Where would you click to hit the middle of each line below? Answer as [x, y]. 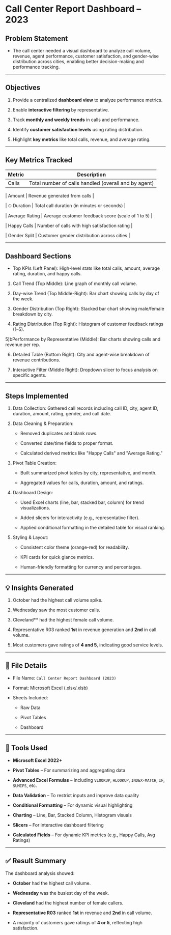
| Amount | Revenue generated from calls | [50, 195]
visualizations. [35, 508]
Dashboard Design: [33, 493]
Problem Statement [37, 38]
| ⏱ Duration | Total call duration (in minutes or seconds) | [65, 205]
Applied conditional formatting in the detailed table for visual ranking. [93, 528]
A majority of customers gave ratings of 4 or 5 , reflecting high [77, 922]
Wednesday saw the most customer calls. [56, 610]
